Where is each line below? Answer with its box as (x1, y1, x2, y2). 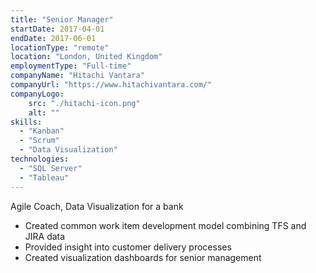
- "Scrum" (19, 136, 60, 146)
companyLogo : (10, 89, 65, 99)
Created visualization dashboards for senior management (24, 251, 262, 263)
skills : (10, 117, 43, 127)
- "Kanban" (19, 126, 65, 136)
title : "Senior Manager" (10, 14, 114, 25)
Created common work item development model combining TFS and (24, 219, 307, 231)
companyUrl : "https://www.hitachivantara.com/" (10, 80, 213, 90)
